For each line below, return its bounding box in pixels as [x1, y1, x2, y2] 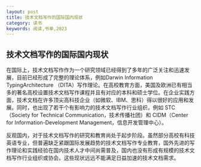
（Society [6, 112, 31, 119]
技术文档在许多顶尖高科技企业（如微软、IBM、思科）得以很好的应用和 [16, 97, 189, 104]
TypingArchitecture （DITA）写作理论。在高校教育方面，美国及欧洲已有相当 [6, 82, 193, 89]
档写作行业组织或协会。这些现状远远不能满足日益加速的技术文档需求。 [6, 154, 179, 162]
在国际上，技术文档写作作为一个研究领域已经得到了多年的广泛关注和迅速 [6, 67, 184, 74]
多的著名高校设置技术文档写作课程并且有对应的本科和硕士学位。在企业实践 [6, 89, 190, 96]
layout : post [6, 8, 39, 15]
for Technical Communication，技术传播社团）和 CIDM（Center [31, 112, 188, 119]
